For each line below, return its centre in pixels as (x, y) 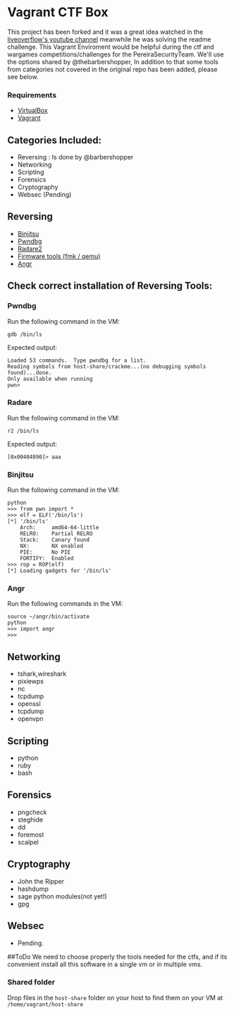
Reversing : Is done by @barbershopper (75, 157)
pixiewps (31, 681)
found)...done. (30, 372)
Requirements (32, 95)
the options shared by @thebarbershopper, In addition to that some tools (113, 61)
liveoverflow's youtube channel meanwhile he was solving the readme (109, 39)
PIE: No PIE (45, 552)
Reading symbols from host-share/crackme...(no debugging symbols (107, 366)
